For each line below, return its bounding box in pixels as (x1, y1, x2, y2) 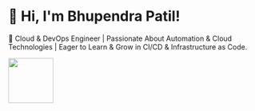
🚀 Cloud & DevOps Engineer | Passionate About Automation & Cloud (8, 34, 233, 43)
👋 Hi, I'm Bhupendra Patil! (8, 7, 181, 26)
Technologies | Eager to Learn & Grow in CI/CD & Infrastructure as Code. (8, 42, 248, 51)
